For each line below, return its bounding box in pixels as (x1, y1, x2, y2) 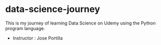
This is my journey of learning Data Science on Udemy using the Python (5, 20, 156, 26)
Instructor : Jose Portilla (12, 35, 63, 41)
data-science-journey (5, 3, 101, 15)
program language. (5, 25, 45, 31)
